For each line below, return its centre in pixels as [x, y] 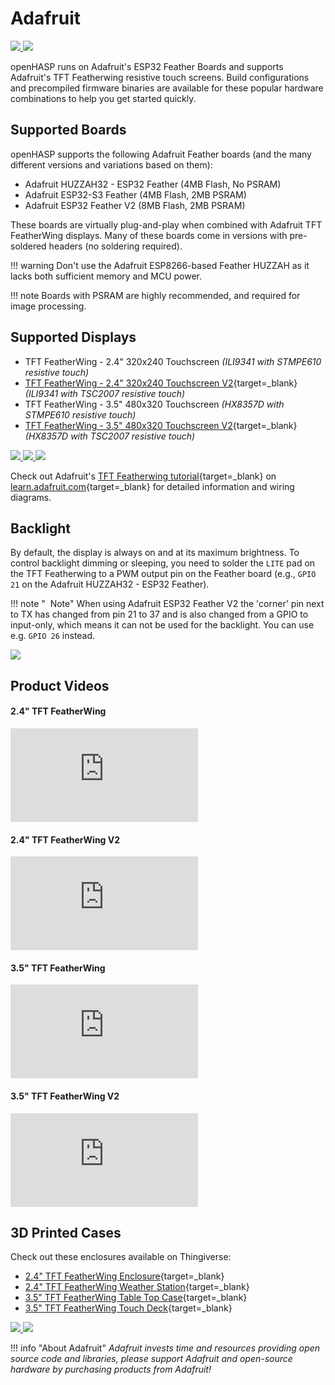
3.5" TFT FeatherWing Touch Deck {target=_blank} [128, 1308]
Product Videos [60, 685]
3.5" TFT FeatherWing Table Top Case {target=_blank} [136, 1298]
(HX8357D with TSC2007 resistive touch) [110, 436]
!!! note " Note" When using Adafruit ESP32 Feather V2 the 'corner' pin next [167, 604]
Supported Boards [68, 130]
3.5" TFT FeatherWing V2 [65, 1096]
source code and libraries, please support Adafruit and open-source [151, 1359]
